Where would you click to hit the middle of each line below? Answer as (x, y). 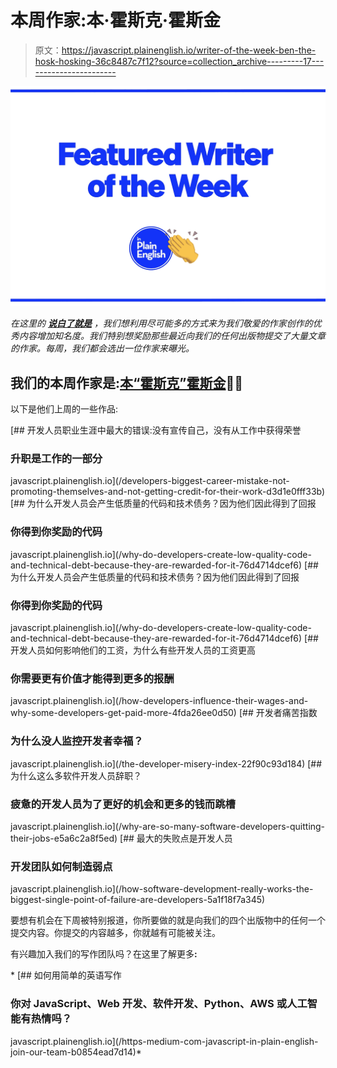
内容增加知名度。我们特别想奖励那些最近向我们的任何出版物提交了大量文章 (172, 336)
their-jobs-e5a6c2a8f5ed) (64, 838)
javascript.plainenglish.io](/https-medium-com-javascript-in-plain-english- (164, 1041)
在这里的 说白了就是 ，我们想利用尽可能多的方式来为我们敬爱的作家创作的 (161, 323)
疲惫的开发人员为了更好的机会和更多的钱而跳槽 (123, 804)
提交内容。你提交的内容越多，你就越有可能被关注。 (115, 933)
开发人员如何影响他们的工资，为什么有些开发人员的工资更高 (133, 650)
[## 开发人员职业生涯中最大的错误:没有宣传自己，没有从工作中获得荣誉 (156, 430)
